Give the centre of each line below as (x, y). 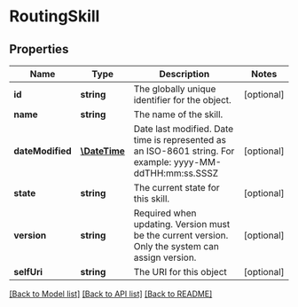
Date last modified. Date (184, 129)
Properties (39, 49)
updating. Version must (182, 224)
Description (184, 74)
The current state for (176, 188)
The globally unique (175, 89)
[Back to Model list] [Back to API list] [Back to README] (111, 294)
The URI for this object (180, 272)
